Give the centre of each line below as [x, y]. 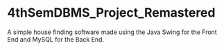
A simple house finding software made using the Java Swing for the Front [112, 32]
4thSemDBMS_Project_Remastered [111, 13]
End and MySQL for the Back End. [56, 39]
